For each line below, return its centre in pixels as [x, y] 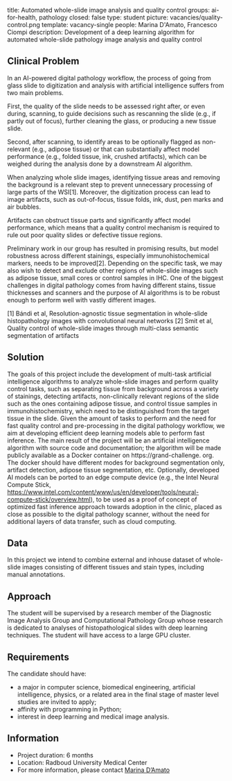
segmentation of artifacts [43, 335]
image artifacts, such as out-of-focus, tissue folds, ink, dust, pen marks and [115, 199]
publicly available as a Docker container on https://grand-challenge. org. [111, 455]
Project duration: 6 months [55, 755]
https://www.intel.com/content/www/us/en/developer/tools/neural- [103, 492]
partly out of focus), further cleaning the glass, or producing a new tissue [112, 121]
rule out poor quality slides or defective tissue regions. [85, 234]
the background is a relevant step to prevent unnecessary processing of [110, 184]
